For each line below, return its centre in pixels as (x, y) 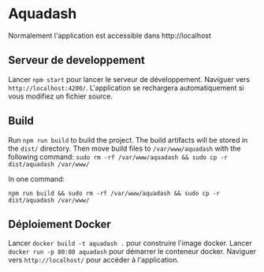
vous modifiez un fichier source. (60, 96)
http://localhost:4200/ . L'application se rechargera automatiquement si (126, 88)
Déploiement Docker (60, 224)
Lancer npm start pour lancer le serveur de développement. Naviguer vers (129, 79)
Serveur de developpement (77, 60)
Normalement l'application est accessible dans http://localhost (110, 35)
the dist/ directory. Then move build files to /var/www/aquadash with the (125, 148)
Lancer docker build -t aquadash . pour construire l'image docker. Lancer (130, 243)
